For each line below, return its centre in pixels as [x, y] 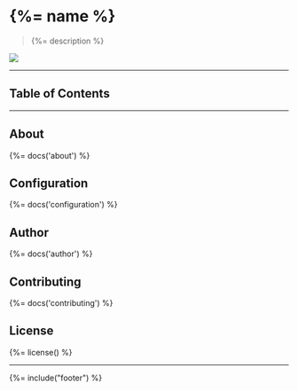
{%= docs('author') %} [51, 254]
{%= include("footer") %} [56, 378]
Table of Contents [60, 94]
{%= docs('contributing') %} [61, 303]
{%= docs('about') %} [50, 155]
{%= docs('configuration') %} [63, 205]
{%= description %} [67, 41]
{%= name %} [63, 16]
